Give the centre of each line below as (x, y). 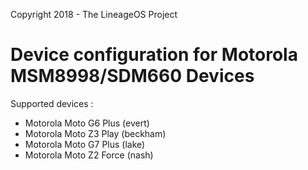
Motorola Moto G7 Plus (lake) (85, 144)
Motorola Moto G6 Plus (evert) (87, 123)
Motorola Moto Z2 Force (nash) (89, 155)
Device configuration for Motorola (154, 55)
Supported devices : (52, 103)
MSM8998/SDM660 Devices (132, 76)
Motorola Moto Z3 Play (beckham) (95, 133)
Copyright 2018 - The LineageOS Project (94, 14)
